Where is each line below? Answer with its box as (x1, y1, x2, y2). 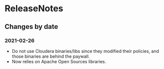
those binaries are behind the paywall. (11, 53, 90, 59)
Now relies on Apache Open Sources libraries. (11, 58, 107, 64)
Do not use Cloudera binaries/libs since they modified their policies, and (11, 48, 159, 54)
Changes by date (4, 23, 58, 31)
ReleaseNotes (4, 3, 63, 14)
